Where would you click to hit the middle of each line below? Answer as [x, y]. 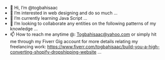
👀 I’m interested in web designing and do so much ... [64, 13]
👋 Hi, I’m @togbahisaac [34, 8]
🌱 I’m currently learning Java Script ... [49, 18]
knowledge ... [24, 29]
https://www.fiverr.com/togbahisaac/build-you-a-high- [103, 47]
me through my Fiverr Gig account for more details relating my [74, 41]
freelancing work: [28, 47]
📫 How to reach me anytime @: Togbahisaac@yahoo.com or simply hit [83, 34]
